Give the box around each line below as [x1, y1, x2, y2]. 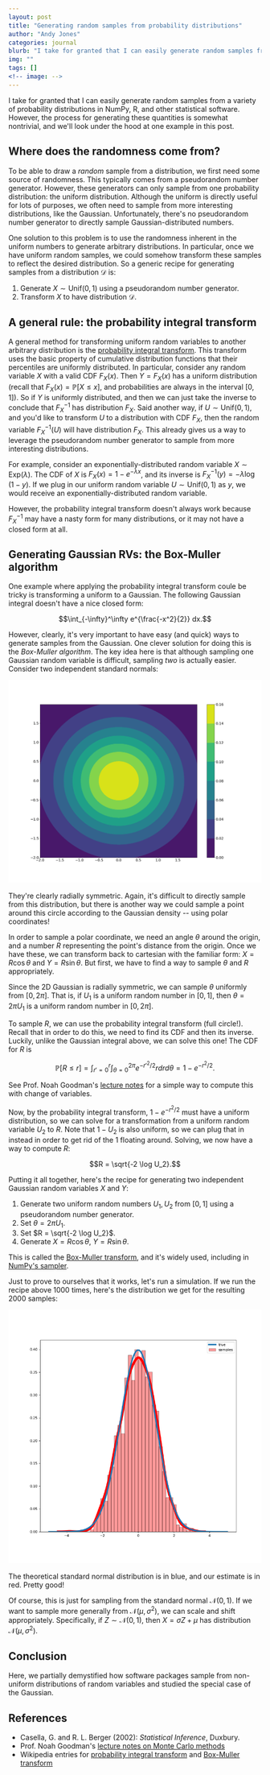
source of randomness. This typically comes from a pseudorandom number [8, 174, 259, 184]
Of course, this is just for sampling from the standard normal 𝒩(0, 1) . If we [8, 1595, 253, 1606]
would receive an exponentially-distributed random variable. [8, 488, 207, 499]
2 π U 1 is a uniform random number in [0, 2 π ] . [8, 1001, 154, 1013]
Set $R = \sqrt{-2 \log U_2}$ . [19, 1228, 117, 1238]
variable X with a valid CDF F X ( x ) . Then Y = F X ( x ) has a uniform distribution [8, 371, 258, 383]
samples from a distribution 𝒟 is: [8, 267, 117, 277]
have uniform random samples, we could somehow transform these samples [8, 250, 262, 259]
